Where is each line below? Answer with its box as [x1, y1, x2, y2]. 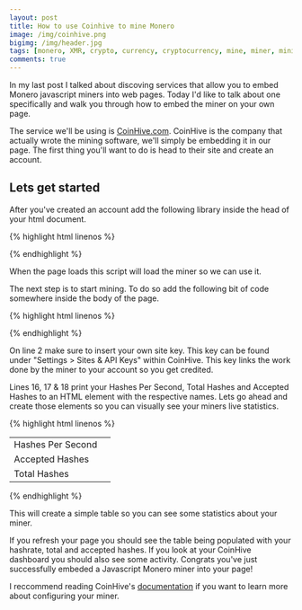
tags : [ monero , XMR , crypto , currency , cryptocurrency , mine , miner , [9, 47, 276, 56]
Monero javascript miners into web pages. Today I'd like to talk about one [9, 89, 281, 100]
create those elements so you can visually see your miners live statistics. [9, 401, 280, 411]
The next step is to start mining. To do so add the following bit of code [9, 283, 270, 294]
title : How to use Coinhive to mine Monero [9, 22, 175, 31]
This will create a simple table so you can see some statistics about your [9, 508, 278, 518]
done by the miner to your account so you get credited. [9, 364, 214, 375]
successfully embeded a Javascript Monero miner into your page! [9, 563, 253, 574]
